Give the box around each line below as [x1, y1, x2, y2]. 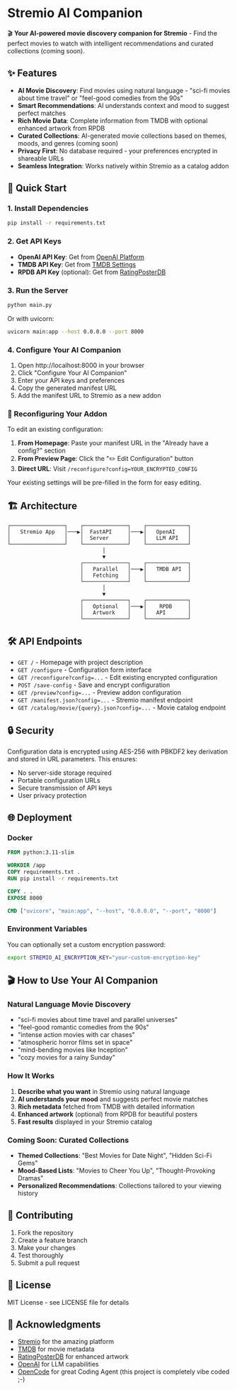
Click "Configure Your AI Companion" [17, 368, 127, 377]
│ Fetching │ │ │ [80, 572, 192, 580]
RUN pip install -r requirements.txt [7, 875, 119, 882]
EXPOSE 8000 [7, 894, 42, 901]
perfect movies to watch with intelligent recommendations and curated [7, 39, 214, 48]
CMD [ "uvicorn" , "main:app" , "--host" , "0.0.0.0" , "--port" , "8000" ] [7, 907, 217, 914]
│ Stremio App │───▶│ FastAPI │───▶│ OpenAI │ [7, 528, 192, 536]
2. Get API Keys [7, 237, 62, 246]
